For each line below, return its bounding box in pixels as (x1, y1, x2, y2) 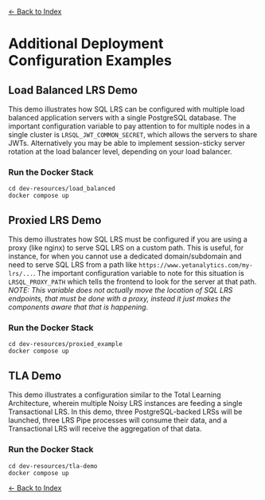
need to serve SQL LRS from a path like (8, 260, 138, 270)
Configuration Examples (8, 52, 173, 70)
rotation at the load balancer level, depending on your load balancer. (8, 147, 232, 156)
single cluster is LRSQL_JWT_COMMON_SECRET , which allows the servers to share (8, 130, 258, 139)
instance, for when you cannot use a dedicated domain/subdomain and (8, 251, 242, 262)
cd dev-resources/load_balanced (8, 185, 115, 193)
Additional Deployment (8, 35, 164, 53)
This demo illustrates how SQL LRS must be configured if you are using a (8, 234, 248, 244)
